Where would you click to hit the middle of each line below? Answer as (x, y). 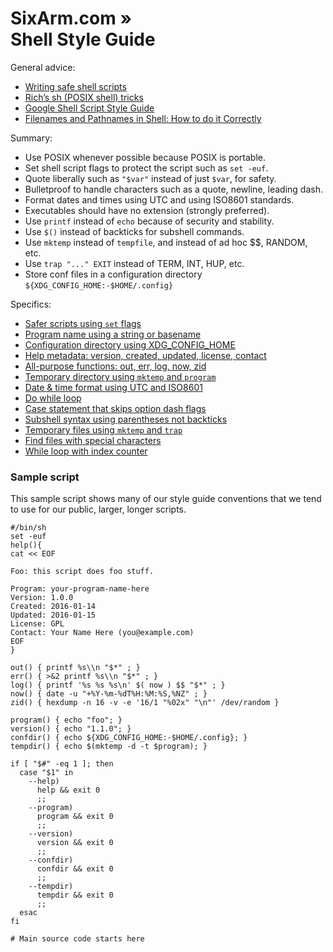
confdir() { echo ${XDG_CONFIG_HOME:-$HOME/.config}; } (129, 738)
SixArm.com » (71, 18)
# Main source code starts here (77, 939)
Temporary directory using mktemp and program (120, 376)
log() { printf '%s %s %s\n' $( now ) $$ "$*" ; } (118, 685)
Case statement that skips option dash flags (115, 408)
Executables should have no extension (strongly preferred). (147, 210)
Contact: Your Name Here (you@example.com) (102, 633)
